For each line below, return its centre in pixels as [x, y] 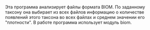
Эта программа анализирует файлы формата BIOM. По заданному [75, 7]
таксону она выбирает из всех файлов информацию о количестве [75, 12]
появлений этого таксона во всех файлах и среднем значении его [75, 17]
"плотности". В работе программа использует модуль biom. [69, 22]
